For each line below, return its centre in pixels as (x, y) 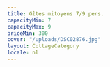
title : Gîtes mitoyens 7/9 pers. (56, 14)
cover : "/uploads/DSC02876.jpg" (54, 40)
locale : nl (23, 53)
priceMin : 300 (28, 33)
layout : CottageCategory (43, 46)
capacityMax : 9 (29, 27)
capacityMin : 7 (29, 20)
